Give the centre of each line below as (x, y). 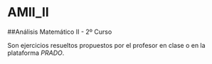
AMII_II (28, 12)
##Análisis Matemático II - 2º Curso (60, 32)
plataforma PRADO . (36, 53)
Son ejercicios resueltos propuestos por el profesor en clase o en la (106, 45)
